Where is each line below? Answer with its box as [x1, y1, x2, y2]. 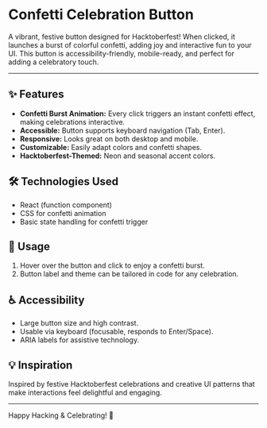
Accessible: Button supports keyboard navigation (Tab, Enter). [19, 125, 226, 135]
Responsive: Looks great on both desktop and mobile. [19, 133, 199, 144]
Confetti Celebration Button [8, 6, 195, 24]
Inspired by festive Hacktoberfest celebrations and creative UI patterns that [8, 380, 256, 388]
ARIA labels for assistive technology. [19, 335, 140, 345]
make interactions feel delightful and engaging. [8, 388, 163, 397]
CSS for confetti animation [19, 208, 106, 218]
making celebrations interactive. [19, 117, 126, 126]
